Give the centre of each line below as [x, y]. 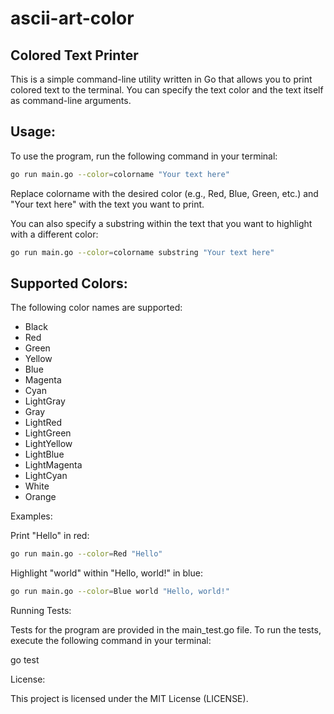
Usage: [33, 132]
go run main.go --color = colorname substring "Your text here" [142, 252]
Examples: [31, 516]
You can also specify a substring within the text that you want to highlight [161, 223]
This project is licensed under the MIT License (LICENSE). [129, 699]
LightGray [45, 401]
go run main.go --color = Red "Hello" [86, 554]
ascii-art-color [72, 18]
